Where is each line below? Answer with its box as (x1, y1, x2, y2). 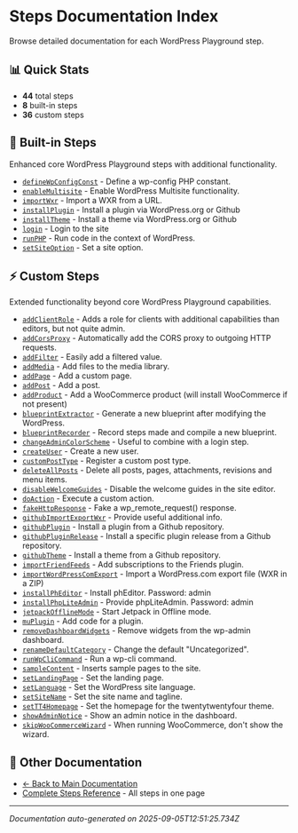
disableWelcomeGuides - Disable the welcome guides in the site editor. (21, 484, 277, 495)
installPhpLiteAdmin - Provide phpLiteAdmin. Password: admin (21, 597, 255, 607)
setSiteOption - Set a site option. (21, 242, 144, 252)
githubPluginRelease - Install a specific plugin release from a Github (21, 531, 271, 542)
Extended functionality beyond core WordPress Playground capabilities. (9, 297, 272, 307)
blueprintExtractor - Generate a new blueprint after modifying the (21, 409, 266, 419)
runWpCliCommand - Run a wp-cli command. (21, 654, 177, 664)
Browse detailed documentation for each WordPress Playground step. (9, 36, 264, 46)
